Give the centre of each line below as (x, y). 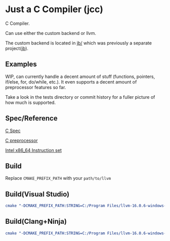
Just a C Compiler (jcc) (54, 9)
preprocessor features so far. (36, 87)
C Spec (13, 131)
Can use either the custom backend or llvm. (51, 33)
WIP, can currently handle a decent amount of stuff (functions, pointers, (80, 76)
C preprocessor (22, 140)
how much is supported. (31, 102)
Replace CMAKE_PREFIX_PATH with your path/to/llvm (58, 178)
